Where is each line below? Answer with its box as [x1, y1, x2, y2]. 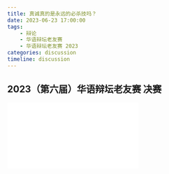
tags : [7, 23, 23, 30]
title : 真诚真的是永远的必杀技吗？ [7, 10, 97, 17]
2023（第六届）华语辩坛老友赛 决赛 [7, 83, 162, 95]
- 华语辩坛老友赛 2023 [20, 43, 78, 50]
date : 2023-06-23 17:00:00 [7, 17, 86, 24]
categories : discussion [7, 50, 77, 57]
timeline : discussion [7, 56, 71, 63]
